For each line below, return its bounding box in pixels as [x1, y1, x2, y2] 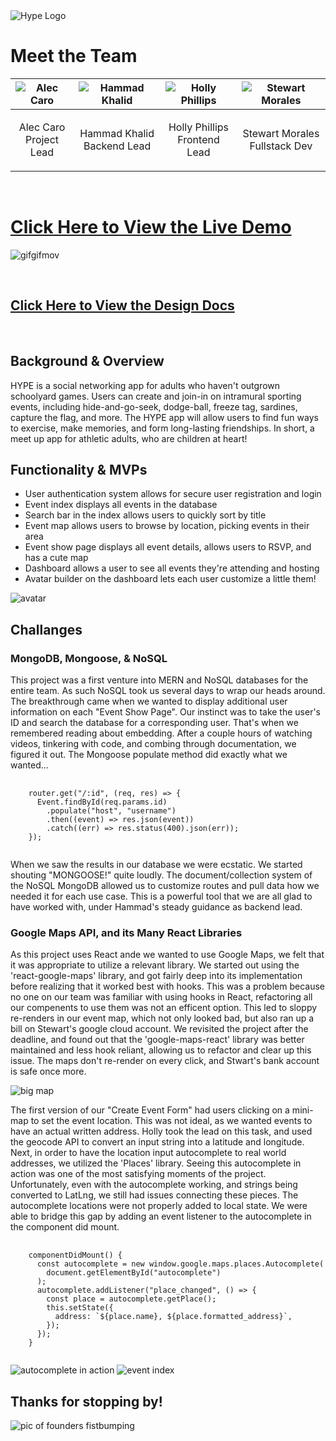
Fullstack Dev [249, 139, 313, 153]
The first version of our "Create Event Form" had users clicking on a [10, 1104, 290, 1116]
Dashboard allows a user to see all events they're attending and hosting [24, 562, 320, 574]
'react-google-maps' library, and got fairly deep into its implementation [10, 970, 303, 982]
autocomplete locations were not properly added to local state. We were [10, 1200, 308, 1212]
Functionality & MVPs [10, 461, 148, 478]
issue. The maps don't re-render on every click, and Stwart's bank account [10, 1055, 320, 1067]
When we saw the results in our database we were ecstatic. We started [10, 859, 303, 870]
